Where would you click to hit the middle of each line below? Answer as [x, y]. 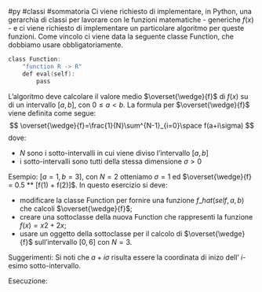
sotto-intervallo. [55, 265]
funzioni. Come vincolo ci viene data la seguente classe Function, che [121, 36]
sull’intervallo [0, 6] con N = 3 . [83, 242]
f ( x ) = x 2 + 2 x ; [43, 225]
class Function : [35, 59]
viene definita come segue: [52, 113]
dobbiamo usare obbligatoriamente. [66, 45]
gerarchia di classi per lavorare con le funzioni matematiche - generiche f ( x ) [131, 20]
